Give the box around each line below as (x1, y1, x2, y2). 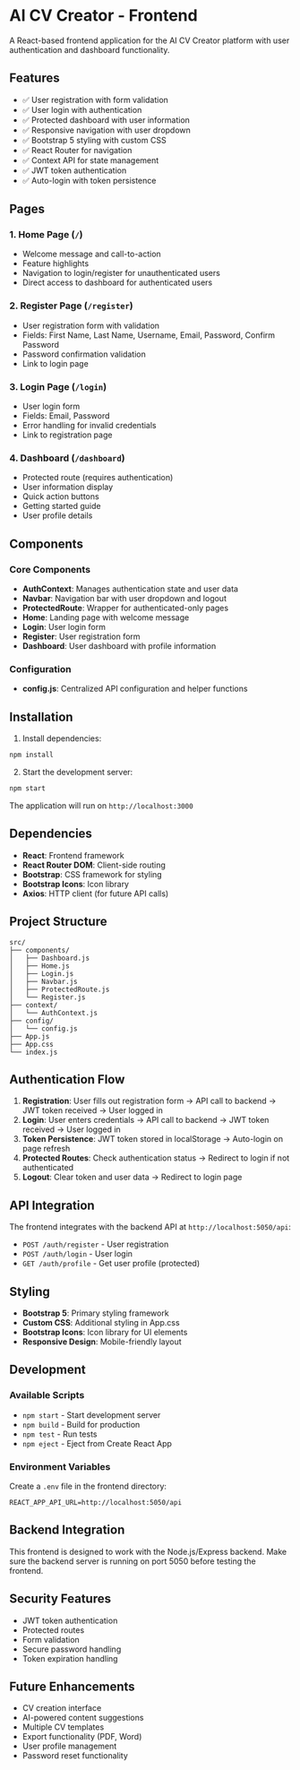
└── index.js (9, 1048, 58, 1057)
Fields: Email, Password (21, 410, 110, 421)
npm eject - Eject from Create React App (21, 1438, 173, 1448)
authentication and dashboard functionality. (9, 44, 170, 55)
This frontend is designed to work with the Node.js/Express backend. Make (9, 1546, 287, 1557)
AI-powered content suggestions (21, 1713, 144, 1723)
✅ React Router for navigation (21, 144, 133, 155)
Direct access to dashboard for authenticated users (21, 277, 213, 288)
